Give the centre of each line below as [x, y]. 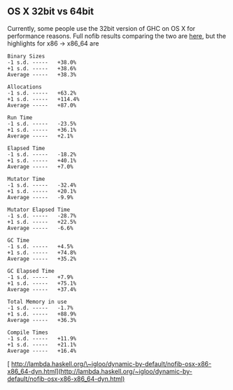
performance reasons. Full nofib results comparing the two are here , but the [116, 36]
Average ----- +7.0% [40, 167]
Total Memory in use [37, 302]
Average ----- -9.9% [40, 197]
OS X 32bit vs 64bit [51, 12]
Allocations [24, 87]
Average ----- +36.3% [42, 320]
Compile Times [28, 332]
